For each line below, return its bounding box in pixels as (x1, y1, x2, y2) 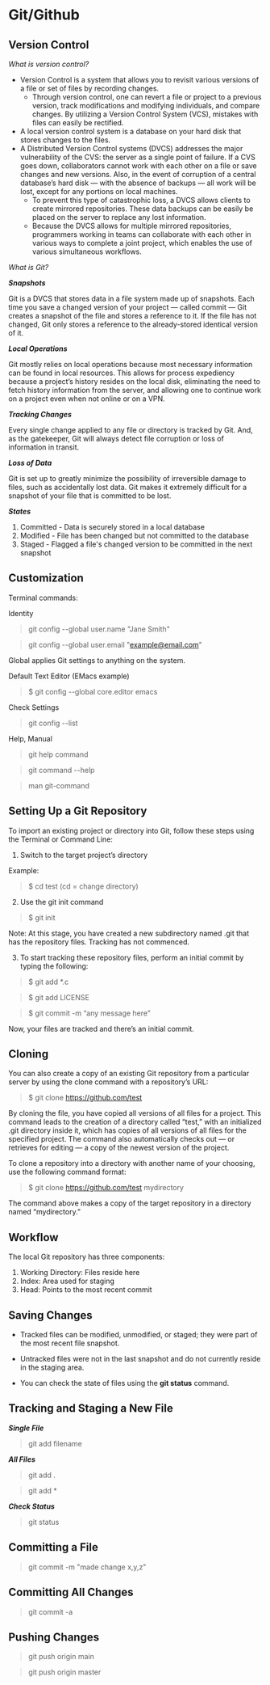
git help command (27, 750, 89, 759)
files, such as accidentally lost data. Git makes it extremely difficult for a (8, 483, 247, 492)
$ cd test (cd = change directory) (27, 881, 139, 891)
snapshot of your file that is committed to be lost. (8, 491, 172, 500)
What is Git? (8, 263, 49, 272)
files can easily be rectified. (31, 118, 124, 127)
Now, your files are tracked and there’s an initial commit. (8, 1024, 195, 1033)
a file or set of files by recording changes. (19, 83, 160, 93)
